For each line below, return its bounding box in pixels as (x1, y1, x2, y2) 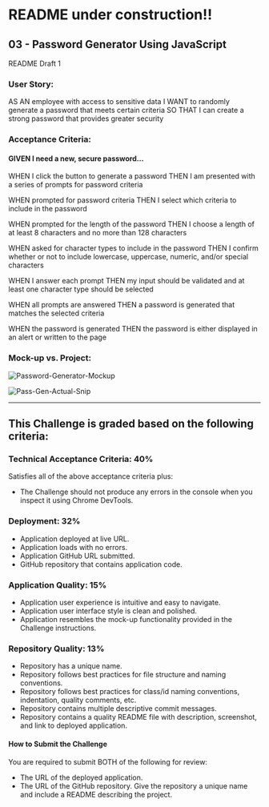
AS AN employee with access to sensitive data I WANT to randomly (8, 97, 231, 106)
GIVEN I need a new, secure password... (8, 154, 144, 163)
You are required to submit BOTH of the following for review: (8, 757, 208, 766)
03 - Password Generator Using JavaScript (8, 38, 227, 51)
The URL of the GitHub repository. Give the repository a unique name (19, 781, 248, 790)
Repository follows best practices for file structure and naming (19, 670, 227, 680)
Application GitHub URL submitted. (19, 551, 135, 560)
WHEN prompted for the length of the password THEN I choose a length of (8, 219, 255, 229)
